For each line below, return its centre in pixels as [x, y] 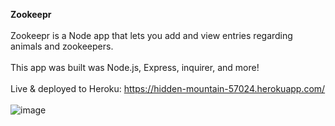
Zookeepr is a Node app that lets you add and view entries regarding [151, 35]
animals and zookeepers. [62, 46]
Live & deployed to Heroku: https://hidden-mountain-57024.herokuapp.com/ [168, 88]
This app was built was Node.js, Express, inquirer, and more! [135, 67]
